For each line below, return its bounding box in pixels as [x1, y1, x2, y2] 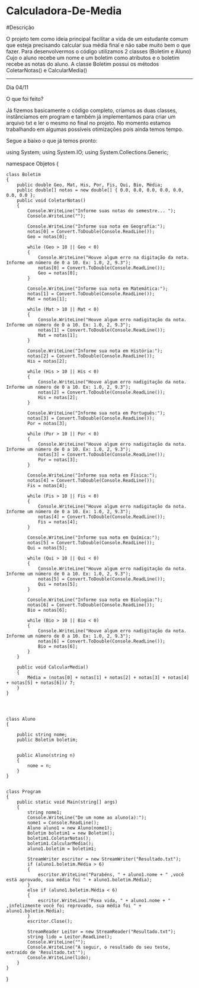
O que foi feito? [6, 95, 44, 102]
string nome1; [27, 809, 62, 816]
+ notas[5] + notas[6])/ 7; [6, 680, 76, 686]
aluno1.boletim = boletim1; [27, 846, 97, 852]
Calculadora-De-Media [6, 4, 122, 18]
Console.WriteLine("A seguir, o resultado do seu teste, [27, 944, 171, 950]
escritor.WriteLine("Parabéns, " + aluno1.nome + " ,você [37, 871, 184, 878]
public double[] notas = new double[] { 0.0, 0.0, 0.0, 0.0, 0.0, [17, 187, 184, 193]
